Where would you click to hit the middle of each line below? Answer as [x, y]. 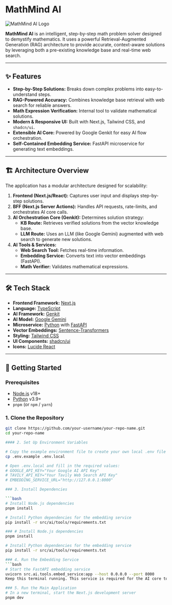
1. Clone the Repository [35, 417]
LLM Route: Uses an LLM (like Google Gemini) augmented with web [92, 234]
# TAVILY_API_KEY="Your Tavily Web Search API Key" [61, 475]
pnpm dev [15, 598]
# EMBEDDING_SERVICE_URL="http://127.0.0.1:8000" [59, 480]
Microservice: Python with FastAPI [50, 325]
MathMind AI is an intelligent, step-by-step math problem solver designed [83, 33]
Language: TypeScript [36, 308]
